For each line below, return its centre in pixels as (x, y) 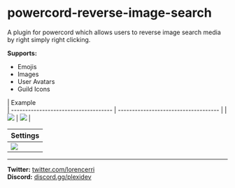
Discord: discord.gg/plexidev (50, 177)
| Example (22, 102)
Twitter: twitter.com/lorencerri (51, 169)
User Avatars (36, 81)
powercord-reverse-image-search (109, 13)
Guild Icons (34, 89)
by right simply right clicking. (49, 39)
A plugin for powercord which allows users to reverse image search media (114, 32)
